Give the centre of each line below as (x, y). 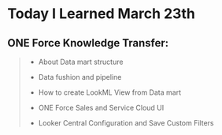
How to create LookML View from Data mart (110, 92)
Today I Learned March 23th (102, 14)
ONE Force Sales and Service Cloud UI (101, 108)
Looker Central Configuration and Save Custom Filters (126, 123)
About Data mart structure (81, 62)
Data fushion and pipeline (80, 77)
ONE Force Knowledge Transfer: (88, 43)
